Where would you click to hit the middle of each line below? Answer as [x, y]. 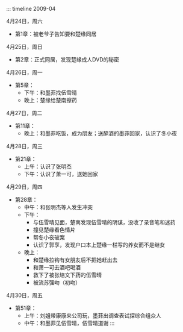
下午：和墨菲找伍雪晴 [50, 92]
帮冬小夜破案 [49, 237]
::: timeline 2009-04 [31, 9]
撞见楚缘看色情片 [54, 230]
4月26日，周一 [25, 72]
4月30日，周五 [25, 295]
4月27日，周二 [24, 113]
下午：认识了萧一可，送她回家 [61, 174]
